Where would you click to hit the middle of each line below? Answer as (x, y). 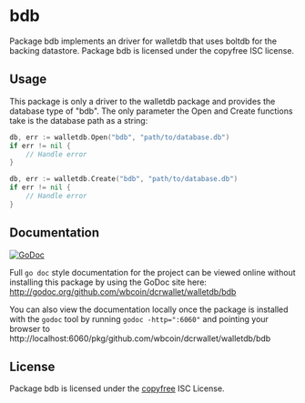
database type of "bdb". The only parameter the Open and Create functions (151, 111)
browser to (30, 328)
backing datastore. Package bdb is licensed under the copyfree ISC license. (152, 50)
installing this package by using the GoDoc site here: (108, 282)
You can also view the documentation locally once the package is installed (149, 309)
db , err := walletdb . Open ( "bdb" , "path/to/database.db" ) (120, 137)
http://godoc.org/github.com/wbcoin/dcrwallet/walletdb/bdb (123, 291)
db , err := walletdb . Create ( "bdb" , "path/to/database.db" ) (124, 179)
